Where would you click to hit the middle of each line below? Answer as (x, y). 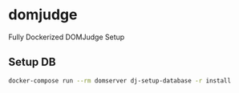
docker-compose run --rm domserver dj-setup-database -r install (119, 81)
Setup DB (32, 62)
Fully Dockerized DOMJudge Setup (67, 37)
